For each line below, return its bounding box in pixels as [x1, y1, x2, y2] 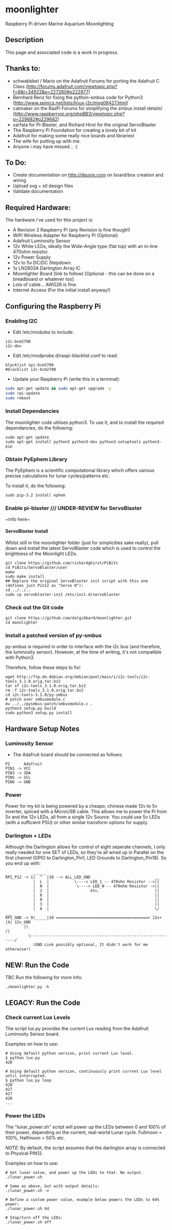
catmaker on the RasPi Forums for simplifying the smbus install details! [12, 105, 163, 111]
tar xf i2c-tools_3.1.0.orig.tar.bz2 [5, 683, 86, 689]
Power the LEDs [5, 1112, 46, 1119]
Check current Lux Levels [5, 1013, 71, 1021]
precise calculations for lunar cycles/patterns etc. [5, 473, 110, 479]
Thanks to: [5, 64, 41, 73]
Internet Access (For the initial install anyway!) [12, 287, 111, 293]
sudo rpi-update [5, 390, 40, 396]
